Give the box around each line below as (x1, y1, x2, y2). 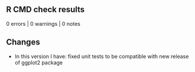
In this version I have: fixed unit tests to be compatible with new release (14, 53, 189, 60)
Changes (6, 37, 40, 47)
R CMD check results (6, 5, 85, 15)
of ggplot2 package (14, 59, 63, 66)
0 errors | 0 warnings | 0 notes (6, 20, 81, 27)
